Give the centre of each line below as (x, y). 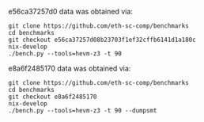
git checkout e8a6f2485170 (53, 97)
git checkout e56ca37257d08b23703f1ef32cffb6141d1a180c (102, 40)
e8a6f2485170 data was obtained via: (70, 68)
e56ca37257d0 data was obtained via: (70, 11)
